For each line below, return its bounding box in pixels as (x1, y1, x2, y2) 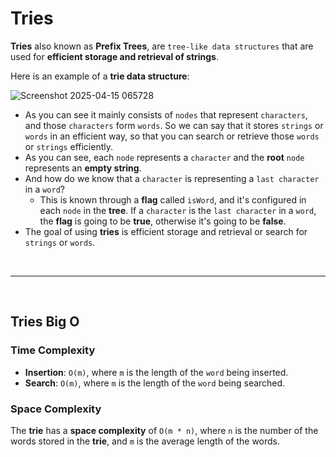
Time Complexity (10, 343, 96, 357)
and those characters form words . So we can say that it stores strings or (24, 119, 324, 131)
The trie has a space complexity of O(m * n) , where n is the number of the (10, 424, 319, 436)
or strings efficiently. (24, 140, 113, 152)
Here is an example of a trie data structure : (10, 70, 190, 82)
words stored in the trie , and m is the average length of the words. (10, 435, 281, 447)
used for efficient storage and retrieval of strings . (10, 50, 220, 62)
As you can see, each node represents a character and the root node (24, 151, 305, 163)
